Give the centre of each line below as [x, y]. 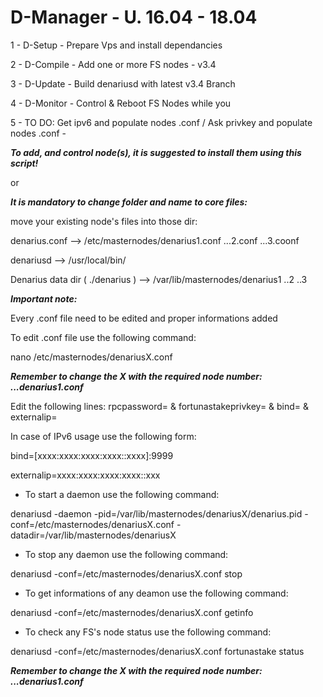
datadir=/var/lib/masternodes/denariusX [93, 535]
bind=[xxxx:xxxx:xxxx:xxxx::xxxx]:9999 [92, 455]
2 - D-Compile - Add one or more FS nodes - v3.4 [113, 64]
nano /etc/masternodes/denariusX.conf [91, 357]
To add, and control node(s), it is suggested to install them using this [156, 152]
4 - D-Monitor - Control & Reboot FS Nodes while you [121, 103]
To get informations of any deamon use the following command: [156, 593]
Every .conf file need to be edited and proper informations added [144, 318]
